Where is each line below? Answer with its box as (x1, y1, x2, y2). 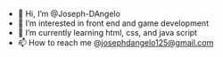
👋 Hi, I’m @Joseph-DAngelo (17, 9, 120, 19)
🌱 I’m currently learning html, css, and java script (17, 28, 198, 37)
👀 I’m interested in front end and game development (17, 18, 210, 28)
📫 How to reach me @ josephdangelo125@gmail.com (17, 37, 214, 48)
